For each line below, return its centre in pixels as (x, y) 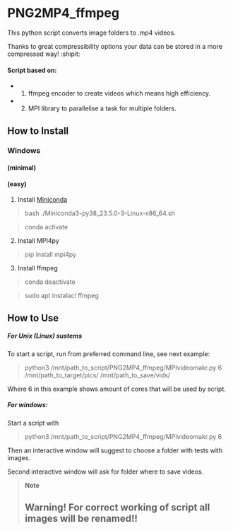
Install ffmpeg (37, 268)
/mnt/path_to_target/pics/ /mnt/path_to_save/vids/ (97, 375)
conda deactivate (50, 282)
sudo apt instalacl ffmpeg (61, 296)
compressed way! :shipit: (44, 54)
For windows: (28, 405)
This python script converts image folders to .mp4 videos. (92, 33)
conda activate (46, 227)
